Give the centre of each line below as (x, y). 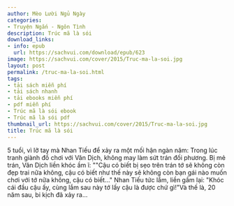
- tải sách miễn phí (37, 85)
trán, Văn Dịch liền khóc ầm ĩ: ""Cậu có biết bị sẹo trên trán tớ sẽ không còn (116, 165)
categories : (24, 20)
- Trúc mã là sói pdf (39, 117)
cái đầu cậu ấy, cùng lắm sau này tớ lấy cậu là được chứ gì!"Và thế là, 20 (111, 187)
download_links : (31, 40)
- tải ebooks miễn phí (40, 98)
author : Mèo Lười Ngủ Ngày (46, 14)
